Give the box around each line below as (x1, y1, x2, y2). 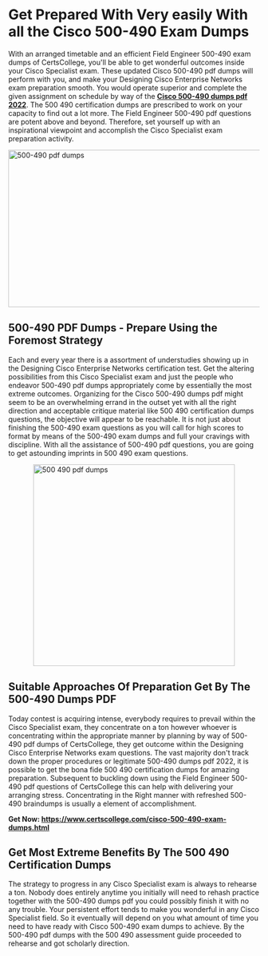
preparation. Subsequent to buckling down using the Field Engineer (8, 773, 230, 783)
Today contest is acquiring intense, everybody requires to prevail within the (8, 713, 256, 724)
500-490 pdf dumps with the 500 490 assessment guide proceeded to (8, 930, 242, 940)
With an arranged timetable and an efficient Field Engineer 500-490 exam (8, 49, 251, 58)
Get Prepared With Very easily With (8, 6, 249, 24)
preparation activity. (8, 133, 74, 143)
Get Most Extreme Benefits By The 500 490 (8, 845, 230, 859)
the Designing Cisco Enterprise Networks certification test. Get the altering (8, 363, 254, 373)
